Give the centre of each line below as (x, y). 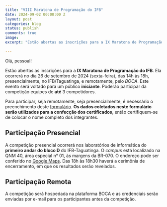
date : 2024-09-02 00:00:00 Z (35, 14)
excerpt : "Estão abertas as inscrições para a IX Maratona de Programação (84, 42)
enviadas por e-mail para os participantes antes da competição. (71, 199)
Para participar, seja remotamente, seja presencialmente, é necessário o (79, 101)
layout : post (19, 19)
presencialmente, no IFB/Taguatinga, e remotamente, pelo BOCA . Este (77, 81)
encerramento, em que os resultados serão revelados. (61, 166)
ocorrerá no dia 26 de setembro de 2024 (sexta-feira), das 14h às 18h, (77, 76)
